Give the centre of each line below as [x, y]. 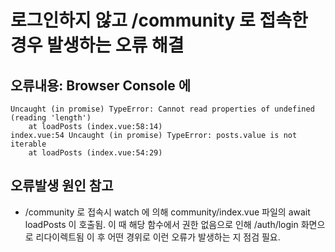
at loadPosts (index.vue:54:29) [95, 153]
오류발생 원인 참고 [62, 186]
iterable [28, 144]
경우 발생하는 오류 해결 [97, 45]
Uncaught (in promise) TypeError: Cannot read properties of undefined [162, 109]
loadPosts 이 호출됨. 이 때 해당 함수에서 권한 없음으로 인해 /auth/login [161, 224]
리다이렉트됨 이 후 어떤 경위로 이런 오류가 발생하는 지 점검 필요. [158, 237]
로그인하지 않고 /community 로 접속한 [159, 20]
